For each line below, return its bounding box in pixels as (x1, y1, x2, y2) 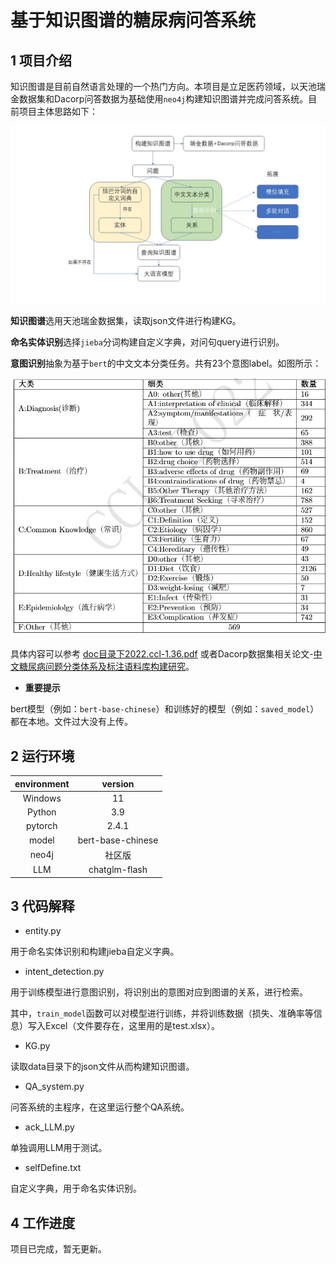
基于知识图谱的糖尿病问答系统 (10, 9, 257, 32)
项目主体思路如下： (18, 106, 98, 117)
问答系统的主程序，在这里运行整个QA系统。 (10, 1101, 190, 1113)
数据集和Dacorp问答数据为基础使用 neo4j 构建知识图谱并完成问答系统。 (18, 93, 309, 105)
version (101, 777, 135, 790)
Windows (22, 792, 62, 804)
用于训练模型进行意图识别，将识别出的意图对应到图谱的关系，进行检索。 (10, 986, 308, 998)
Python (27, 806, 57, 818)
